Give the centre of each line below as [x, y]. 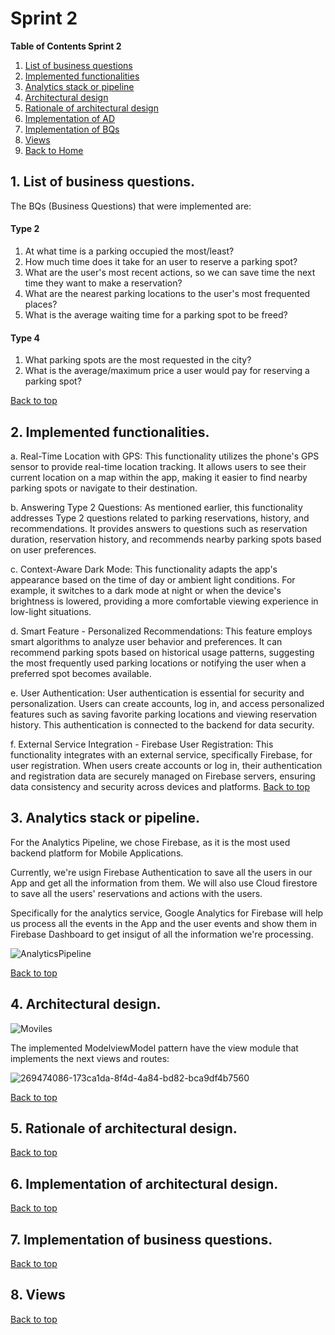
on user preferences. [53, 549]
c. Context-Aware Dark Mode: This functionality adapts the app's [144, 569]
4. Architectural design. [86, 1004]
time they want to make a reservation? [103, 283]
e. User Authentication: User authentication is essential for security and [157, 693]
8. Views [38, 1295]
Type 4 [25, 338]
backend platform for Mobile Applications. [97, 853]
